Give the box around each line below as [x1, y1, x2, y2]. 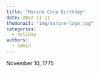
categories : [6, 26, 36, 32]
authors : [6, 37, 29, 43]
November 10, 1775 [6, 59, 54, 67]
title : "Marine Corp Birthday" [6, 9, 86, 15]
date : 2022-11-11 [6, 15, 50, 21]
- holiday [12, 32, 36, 38]
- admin [12, 43, 32, 49]
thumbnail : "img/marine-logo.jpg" [6, 20, 94, 26]
